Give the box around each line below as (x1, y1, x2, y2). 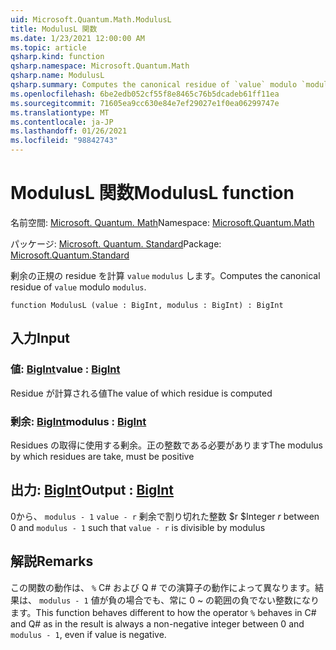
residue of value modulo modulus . (10, 281, 147, 293)
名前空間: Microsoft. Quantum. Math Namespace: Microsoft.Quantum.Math (10, 216, 315, 228)
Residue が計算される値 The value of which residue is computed (10, 387, 273, 399)
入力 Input (10, 330, 70, 347)
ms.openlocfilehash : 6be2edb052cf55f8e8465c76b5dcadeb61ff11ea (10, 89, 280, 99)
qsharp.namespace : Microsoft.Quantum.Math (10, 61, 190, 71)
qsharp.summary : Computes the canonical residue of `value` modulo (10, 80, 298, 90)
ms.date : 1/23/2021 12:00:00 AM (10, 33, 145, 43)
